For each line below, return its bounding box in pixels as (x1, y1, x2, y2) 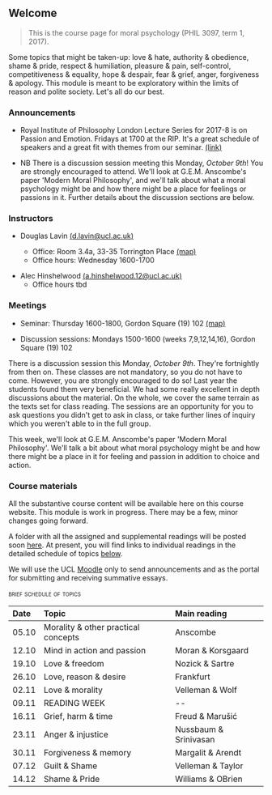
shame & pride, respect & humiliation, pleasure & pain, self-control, (8, 61, 232, 70)
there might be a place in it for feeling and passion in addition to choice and (8, 451, 261, 461)
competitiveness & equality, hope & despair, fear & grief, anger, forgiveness (8, 69, 260, 79)
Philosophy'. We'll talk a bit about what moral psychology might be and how (8, 443, 261, 453)
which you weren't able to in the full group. (8, 419, 151, 428)
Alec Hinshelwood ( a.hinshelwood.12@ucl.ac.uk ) (19, 271, 182, 281)
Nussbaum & (175, 724, 224, 735)
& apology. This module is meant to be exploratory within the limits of (8, 78, 239, 87)
